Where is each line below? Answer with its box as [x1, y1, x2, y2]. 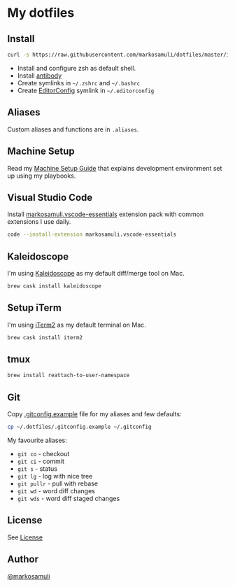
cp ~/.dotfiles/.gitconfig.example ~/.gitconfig [7, 423, 152, 431]
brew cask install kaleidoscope [7, 283, 101, 290]
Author [7, 553, 38, 565]
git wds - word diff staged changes [17, 494, 120, 502]
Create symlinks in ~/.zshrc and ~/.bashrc [17, 78, 141, 87]
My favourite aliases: [7, 436, 68, 444]
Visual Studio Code [7, 191, 93, 204]
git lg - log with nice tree [17, 472, 93, 480]
